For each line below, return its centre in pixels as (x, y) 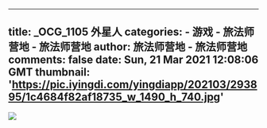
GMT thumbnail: (49, 72)
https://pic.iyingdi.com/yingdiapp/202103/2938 (134, 85)
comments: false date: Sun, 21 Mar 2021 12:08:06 (133, 60)
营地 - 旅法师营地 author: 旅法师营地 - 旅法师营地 (128, 47)
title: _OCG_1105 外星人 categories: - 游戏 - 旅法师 (132, 32)
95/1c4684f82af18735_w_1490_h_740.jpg (114, 97)
